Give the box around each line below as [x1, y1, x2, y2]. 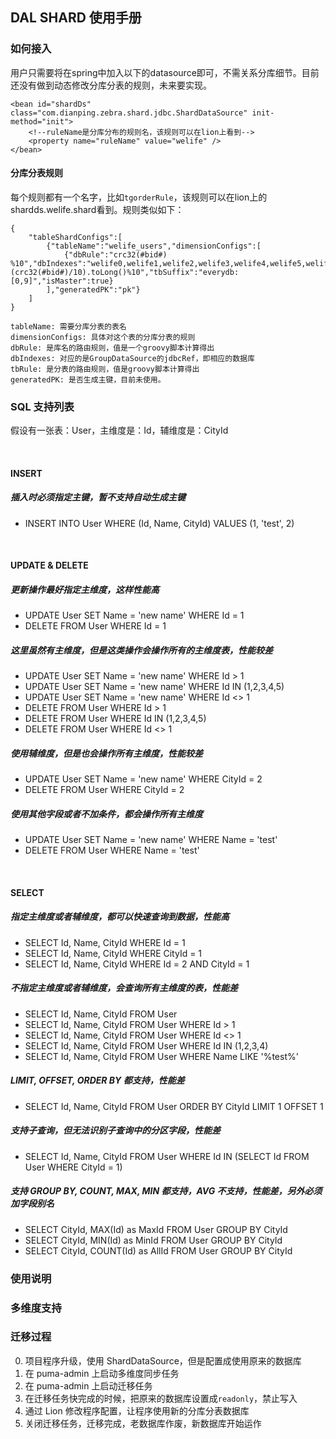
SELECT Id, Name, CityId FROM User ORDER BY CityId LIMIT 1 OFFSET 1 [24, 1100, 324, 1112]
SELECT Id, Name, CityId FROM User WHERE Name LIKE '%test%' [24, 1050, 299, 1062]
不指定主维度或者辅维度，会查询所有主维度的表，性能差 [10, 982, 238, 994]
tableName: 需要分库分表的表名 [10, 321, 127, 332]
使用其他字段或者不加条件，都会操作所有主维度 [10, 808, 203, 820]
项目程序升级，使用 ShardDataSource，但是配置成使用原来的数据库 [24, 1354, 302, 1367]
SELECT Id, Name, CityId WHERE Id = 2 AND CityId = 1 [24, 958, 250, 970]
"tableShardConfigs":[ [28, 232, 123, 242]
